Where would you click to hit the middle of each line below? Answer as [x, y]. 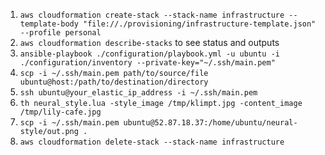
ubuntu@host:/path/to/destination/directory [114, 82]
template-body [49, 24]
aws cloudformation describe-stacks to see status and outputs [149, 42]
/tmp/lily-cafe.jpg [60, 112]
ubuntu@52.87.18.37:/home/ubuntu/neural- [210, 123]
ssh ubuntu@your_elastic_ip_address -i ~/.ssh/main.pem [138, 93]
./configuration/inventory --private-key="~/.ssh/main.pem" [147, 63]
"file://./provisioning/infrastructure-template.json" [200, 24]
